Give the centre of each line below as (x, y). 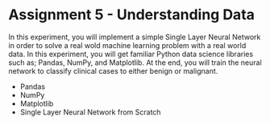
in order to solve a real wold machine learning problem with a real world (127, 45)
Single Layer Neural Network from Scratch (90, 112)
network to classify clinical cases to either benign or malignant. (113, 71)
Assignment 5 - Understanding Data (132, 15)
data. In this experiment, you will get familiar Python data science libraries (131, 54)
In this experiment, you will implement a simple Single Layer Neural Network (135, 37)
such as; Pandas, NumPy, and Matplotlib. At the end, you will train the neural (135, 62)
